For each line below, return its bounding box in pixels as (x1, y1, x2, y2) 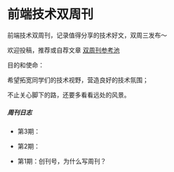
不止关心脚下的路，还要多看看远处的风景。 (7, 91, 130, 99)
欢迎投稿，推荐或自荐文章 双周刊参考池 (7, 46, 120, 54)
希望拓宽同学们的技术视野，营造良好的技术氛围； (7, 75, 149, 84)
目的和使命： (7, 60, 44, 69)
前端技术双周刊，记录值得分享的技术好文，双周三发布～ (7, 31, 167, 39)
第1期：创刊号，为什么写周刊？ (17, 157, 107, 165)
